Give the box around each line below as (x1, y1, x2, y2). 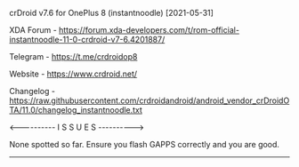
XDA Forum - (9, 25, 58, 35)
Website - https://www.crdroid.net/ (9, 68, 138, 79)
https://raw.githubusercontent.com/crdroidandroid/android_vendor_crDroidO (9, 95, 290, 106)
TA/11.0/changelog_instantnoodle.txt (9, 105, 142, 115)
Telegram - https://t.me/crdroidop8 (9, 52, 138, 61)
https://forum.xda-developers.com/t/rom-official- (59, 25, 240, 35)
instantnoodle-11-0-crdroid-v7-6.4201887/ (9, 35, 166, 44)
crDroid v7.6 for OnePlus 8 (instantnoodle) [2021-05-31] (9, 8, 214, 18)
